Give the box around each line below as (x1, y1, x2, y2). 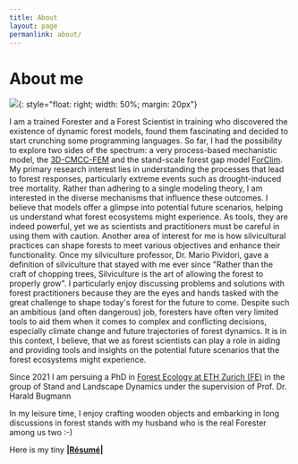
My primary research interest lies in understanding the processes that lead (9, 164, 285, 175)
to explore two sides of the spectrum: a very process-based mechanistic (9, 145, 277, 156)
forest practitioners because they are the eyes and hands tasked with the (9, 288, 279, 298)
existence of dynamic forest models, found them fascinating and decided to (9, 126, 289, 137)
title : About (9, 13, 58, 22)
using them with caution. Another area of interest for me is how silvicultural (9, 230, 286, 242)
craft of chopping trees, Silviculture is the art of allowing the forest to (9, 269, 264, 279)
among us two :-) (9, 427, 73, 438)
